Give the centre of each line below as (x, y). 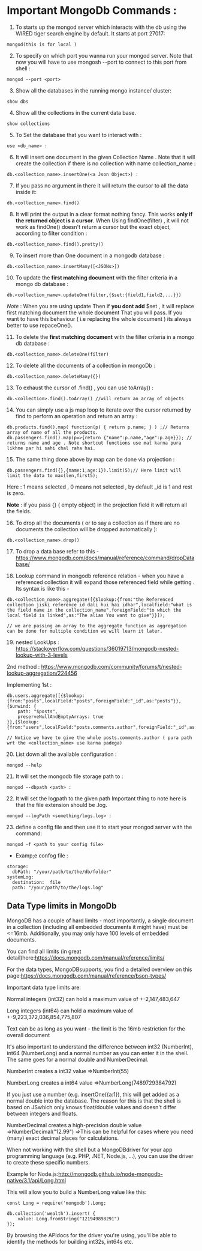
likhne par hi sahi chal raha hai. (51, 448)
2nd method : (23, 666)
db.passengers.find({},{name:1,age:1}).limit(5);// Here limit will (94, 470)
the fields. (19, 511)
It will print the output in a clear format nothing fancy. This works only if (104, 214)
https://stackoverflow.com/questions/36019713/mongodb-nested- (97, 648)
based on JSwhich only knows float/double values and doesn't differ (92, 1107)
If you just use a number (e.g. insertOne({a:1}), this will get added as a (93, 1094)
